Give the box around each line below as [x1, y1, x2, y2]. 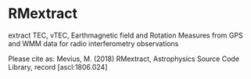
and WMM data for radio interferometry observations [8, 38, 179, 48]
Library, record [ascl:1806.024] [8, 62, 108, 71]
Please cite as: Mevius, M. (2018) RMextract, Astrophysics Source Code [8, 54, 240, 63]
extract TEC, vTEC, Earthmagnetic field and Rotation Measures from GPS [8, 31, 244, 40]
